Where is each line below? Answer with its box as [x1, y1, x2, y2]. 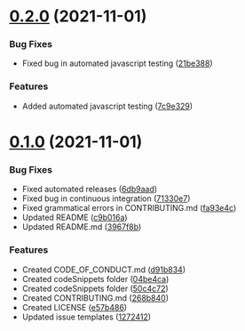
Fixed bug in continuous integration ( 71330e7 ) [21, 193, 191, 204]
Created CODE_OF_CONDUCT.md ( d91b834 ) [21, 264, 186, 275]
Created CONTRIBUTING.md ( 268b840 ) [21, 292, 170, 303]
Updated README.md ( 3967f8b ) [21, 222, 142, 232]
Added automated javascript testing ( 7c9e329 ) [21, 101, 194, 111]
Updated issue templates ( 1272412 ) [21, 311, 152, 322]
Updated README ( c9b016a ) [21, 212, 128, 223]
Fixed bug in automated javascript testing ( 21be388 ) [21, 58, 213, 69]
